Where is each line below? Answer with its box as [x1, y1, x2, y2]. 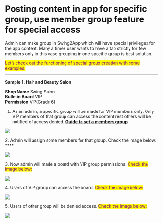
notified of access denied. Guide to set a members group [12, 118, 128, 125]
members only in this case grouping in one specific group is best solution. [5, 50, 153, 56]
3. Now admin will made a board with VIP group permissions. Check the [5, 161, 148, 167]
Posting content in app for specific [5, 3, 147, 15]
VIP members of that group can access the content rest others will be [12, 113, 151, 119]
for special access [5, 24, 81, 35]
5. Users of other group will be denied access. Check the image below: [5, 203, 147, 209]
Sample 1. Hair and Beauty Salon [5, 79, 72, 85]
